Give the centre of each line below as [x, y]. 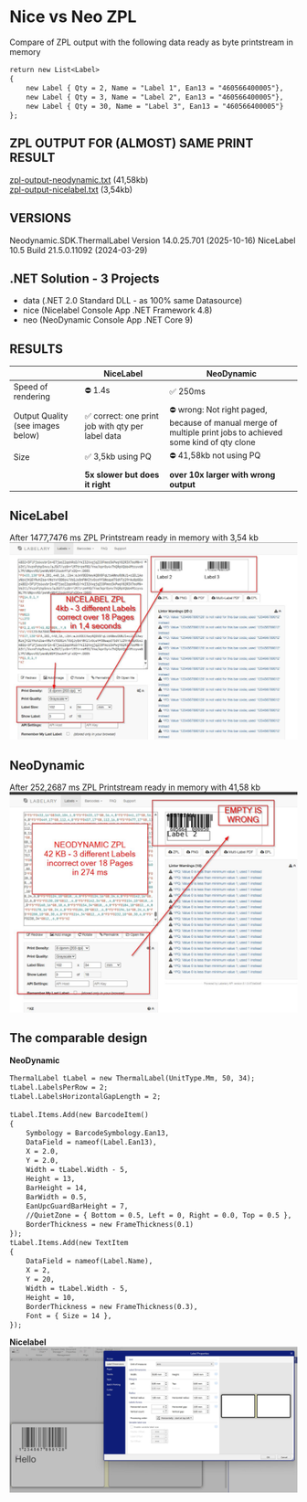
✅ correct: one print [122, 415]
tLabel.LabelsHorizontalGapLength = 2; [85, 1096]
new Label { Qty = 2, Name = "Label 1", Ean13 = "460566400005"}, [155, 88]
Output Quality [41, 416]
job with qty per [114, 426]
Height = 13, [51, 1178]
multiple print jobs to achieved [226, 432]
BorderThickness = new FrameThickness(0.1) [110, 1224]
